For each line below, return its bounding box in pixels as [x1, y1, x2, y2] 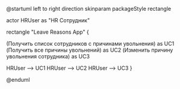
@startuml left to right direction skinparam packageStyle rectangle [6, 5, 172, 12]
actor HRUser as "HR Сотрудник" [6, 17, 90, 23]
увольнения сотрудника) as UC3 [6, 53, 90, 60]
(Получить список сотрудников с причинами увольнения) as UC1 [6, 40, 175, 47]
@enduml [6, 76, 30, 83]
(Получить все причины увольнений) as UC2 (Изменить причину [6, 46, 173, 54]
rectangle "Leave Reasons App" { [6, 28, 89, 35]
